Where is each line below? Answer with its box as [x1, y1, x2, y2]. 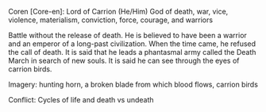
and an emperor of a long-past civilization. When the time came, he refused [8, 39, 256, 48]
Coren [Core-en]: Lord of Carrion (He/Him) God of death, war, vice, [8, 7, 229, 16]
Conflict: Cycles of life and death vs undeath [8, 95, 154, 104]
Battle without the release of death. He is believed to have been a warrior [8, 31, 248, 40]
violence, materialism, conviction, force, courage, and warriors [8, 15, 213, 25]
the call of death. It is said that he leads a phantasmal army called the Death [8, 48, 256, 56]
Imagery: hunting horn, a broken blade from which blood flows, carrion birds [8, 79, 258, 89]
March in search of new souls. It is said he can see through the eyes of [8, 56, 240, 65]
